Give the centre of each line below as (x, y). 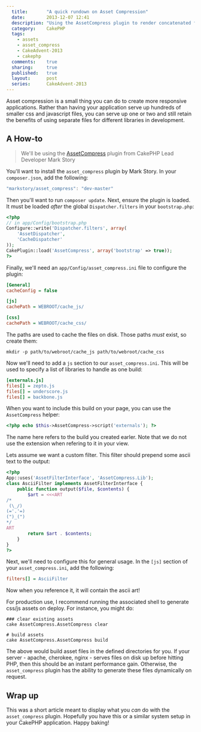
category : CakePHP (39, 28)
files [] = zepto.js (31, 386)
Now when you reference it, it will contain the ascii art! (73, 590)
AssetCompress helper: (33, 415)
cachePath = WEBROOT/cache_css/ (46, 324)
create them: (22, 341)
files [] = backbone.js (34, 397)
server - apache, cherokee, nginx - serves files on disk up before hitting (95, 658)
